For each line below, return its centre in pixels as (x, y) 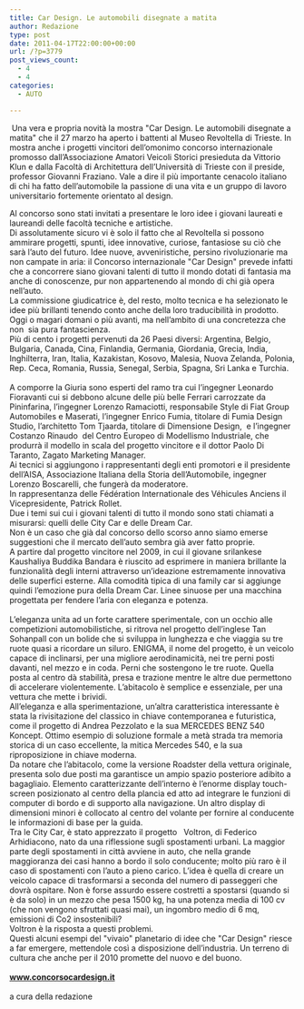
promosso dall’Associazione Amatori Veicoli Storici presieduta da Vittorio (145, 156)
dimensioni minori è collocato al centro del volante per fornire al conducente (152, 812)
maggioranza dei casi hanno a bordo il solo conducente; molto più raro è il (148, 861)
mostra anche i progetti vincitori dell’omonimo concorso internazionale (142, 147)
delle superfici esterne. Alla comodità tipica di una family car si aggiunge (145, 580)
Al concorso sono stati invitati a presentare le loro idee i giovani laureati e (146, 213)
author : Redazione (44, 26)
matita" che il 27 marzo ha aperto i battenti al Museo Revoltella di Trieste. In (151, 137)
